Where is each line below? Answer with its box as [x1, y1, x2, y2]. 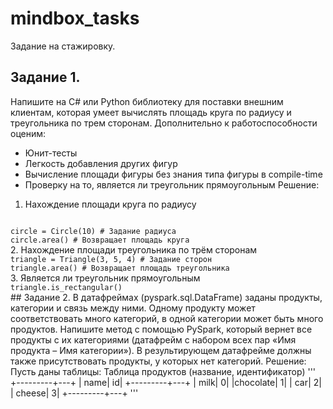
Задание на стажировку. [10, 40, 116, 52]
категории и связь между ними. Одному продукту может [10, 302, 256, 314]
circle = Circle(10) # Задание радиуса [10, 226, 177, 236]
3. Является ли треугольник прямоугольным [10, 272, 201, 284]
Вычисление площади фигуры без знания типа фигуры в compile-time [24, 168, 323, 180]
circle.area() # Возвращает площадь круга [10, 235, 190, 245]
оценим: [10, 127, 47, 139]
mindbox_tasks [10, 7, 140, 30]
